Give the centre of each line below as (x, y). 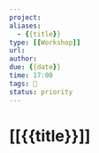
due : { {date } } (35, 68)
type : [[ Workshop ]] (45, 42)
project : (25, 17)
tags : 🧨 (23, 84)
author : (23, 59)
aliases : (25, 26)
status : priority (41, 92)
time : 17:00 (31, 76)
